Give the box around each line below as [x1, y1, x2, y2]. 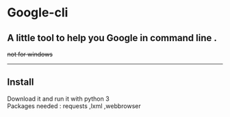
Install [7, 77, 34, 88]
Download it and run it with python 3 [7, 94, 110, 103]
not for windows [7, 50, 53, 58]
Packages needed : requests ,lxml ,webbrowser [7, 101, 142, 110]
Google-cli [7, 5, 68, 21]
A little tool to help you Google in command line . [7, 32, 218, 44]
